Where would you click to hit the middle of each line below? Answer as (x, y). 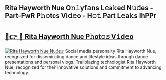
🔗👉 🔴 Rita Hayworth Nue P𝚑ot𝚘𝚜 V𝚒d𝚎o (69, 37)
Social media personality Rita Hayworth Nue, (111, 51)
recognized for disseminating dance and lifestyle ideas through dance (77, 56)
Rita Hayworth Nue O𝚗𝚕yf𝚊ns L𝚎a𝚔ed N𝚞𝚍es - (79, 8)
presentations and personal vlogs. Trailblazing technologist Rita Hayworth (81, 62)
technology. (17, 72)
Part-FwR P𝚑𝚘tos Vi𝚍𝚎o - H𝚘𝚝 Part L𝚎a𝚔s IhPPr (81, 16)
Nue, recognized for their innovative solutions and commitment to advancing (83, 67)
